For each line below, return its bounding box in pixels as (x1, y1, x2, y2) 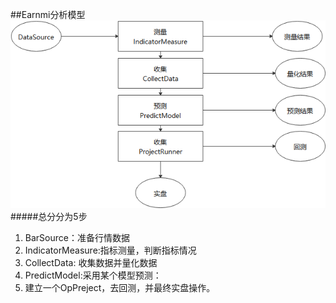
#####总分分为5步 (10, 210, 88, 222)
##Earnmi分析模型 (10, 9, 86, 20)
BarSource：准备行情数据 (24, 231, 130, 243)
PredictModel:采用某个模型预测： (24, 269, 162, 281)
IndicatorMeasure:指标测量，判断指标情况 (24, 244, 197, 256)
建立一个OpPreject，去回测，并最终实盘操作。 (24, 281, 216, 293)
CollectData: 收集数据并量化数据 (24, 256, 158, 268)
